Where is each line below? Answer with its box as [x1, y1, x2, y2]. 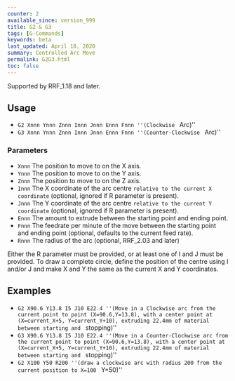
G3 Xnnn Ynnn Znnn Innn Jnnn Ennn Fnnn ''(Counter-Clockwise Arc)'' [17, 128, 221, 137]
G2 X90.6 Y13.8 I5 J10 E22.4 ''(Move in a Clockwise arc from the [17, 305, 216, 312]
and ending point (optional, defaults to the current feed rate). [17, 229, 194, 237]
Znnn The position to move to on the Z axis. [17, 176, 142, 185]
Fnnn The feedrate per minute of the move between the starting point [17, 221, 216, 229]
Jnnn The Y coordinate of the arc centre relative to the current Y [17, 199, 213, 207]
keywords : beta [7, 36, 52, 44]
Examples [7, 285, 51, 297]
